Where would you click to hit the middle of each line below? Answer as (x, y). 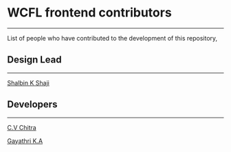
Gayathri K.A (25, 141)
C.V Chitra (22, 127)
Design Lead (34, 60)
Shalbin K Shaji (28, 83)
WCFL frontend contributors (89, 13)
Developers (32, 105)
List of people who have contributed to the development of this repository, (112, 38)
